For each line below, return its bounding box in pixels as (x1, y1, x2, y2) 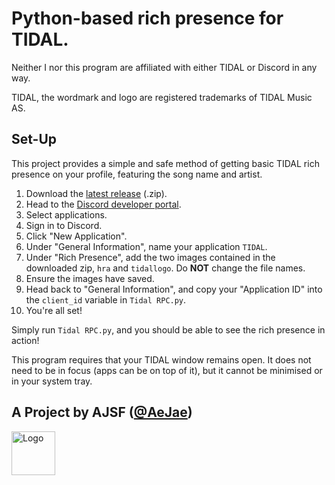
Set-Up (11, 131, 58, 148)
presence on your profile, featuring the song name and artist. (11, 168, 263, 180)
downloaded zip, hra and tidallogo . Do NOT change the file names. (25, 262, 306, 274)
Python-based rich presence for (11, 7, 284, 30)
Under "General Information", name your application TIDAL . (25, 240, 268, 252)
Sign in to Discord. (25, 219, 103, 231)
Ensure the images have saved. (25, 272, 155, 284)
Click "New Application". (25, 230, 128, 242)
